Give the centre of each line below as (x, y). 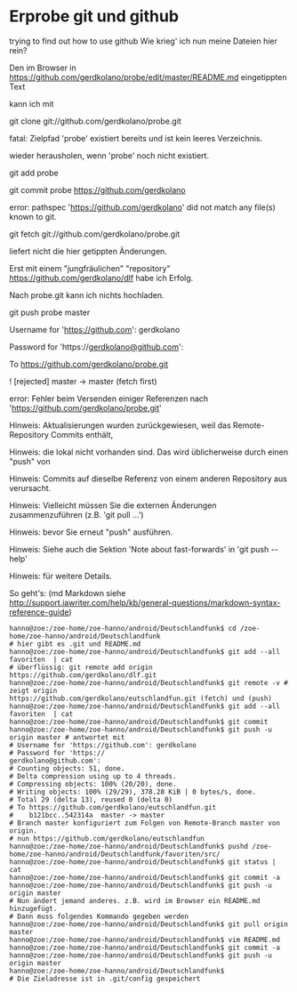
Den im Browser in (43, 68)
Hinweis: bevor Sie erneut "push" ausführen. (91, 532)
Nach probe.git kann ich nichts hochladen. (87, 294)
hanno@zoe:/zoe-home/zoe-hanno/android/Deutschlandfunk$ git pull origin (149, 924)
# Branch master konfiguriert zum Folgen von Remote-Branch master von (144, 823)
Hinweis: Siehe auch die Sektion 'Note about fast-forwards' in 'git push (139, 549)
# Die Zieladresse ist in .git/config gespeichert (105, 979)
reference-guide (39, 612)
